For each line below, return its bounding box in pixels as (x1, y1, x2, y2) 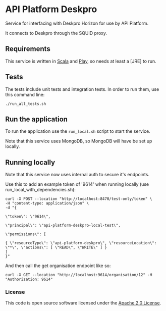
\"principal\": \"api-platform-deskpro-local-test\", (5, 223, 121, 228)
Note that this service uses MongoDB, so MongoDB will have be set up (5, 138, 152, 144)
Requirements (5, 44, 50, 54)
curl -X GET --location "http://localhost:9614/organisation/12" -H (5, 273, 152, 278)
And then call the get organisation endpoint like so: (5, 263, 111, 269)
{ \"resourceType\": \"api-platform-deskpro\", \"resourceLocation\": (5, 241, 157, 246)
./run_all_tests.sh (5, 101, 46, 107)
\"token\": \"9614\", (5, 214, 51, 219)
